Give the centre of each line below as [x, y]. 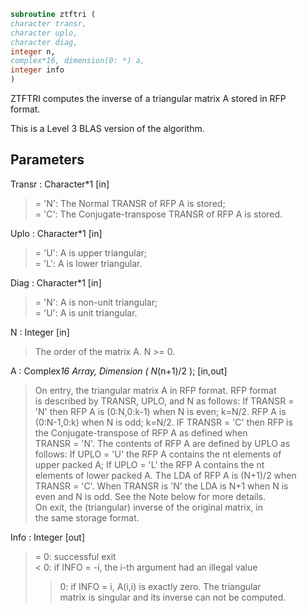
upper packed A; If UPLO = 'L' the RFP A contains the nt [149, 464]
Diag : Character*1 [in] [56, 282]
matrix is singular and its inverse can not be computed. [173, 597]
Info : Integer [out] [48, 537]
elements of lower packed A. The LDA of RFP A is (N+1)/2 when [165, 475]
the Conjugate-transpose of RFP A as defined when [141, 432]
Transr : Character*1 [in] [60, 184]
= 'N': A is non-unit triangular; [96, 302]
